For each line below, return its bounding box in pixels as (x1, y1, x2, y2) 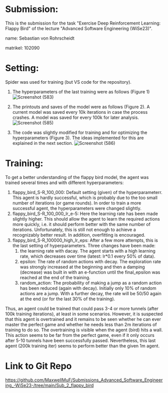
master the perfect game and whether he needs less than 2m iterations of (5, 321, 157, 327)
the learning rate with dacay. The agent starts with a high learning (19, 248, 156, 254)
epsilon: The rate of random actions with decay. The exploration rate (19, 258, 161, 264)
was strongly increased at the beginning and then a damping (19, 264, 145, 270)
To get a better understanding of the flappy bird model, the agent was (5, 174, 149, 180)
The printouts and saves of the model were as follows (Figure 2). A (12, 104, 150, 110)
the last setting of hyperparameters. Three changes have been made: (12, 242, 156, 249)
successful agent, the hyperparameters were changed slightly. (12, 205, 141, 211)
